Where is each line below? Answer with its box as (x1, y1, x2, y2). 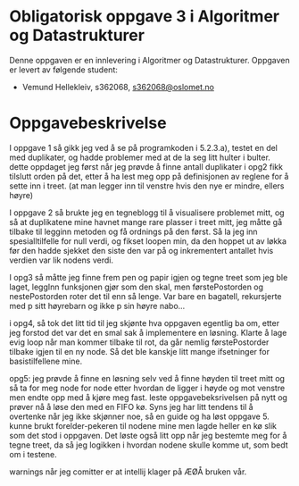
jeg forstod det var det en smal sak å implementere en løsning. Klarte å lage (9, 327, 287, 338)
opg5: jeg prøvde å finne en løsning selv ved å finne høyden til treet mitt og (9, 373, 286, 383)
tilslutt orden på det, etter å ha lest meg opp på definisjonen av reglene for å (9, 171, 289, 181)
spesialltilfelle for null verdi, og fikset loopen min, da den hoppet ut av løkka (9, 235, 287, 247)
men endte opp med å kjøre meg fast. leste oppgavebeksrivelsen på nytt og (9, 391, 288, 403)
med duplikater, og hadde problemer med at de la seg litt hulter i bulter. (9, 152, 270, 163)
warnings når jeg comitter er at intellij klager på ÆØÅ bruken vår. (9, 466, 247, 477)
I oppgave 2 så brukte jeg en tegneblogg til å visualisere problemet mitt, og (9, 207, 285, 218)
